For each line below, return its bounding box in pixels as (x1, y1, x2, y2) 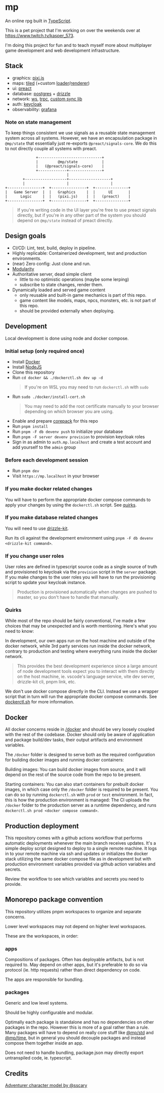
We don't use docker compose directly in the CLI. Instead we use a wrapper (5, 688, 159, 695)
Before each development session (5, 456, 88, 463)
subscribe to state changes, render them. (19, 281, 104, 287)
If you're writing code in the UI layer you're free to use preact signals (17, 207, 157, 213)
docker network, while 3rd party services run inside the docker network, (5, 643, 152, 649)
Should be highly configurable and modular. (5, 1010, 94, 1015)
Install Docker (12, 358, 40, 364)
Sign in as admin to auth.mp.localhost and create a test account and (12, 439, 151, 445)
